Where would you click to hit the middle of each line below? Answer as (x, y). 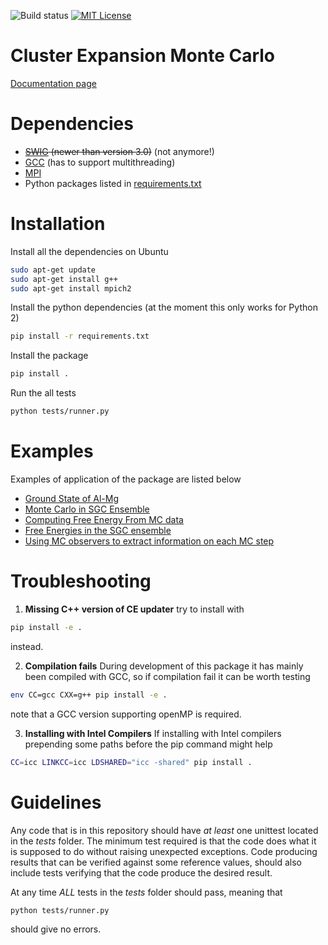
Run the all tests (43, 393)
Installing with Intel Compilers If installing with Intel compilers (153, 733)
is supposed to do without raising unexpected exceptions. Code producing (164, 851)
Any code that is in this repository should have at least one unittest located (164, 830)
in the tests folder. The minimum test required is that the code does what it (163, 841)
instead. (27, 646)
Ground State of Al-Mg (72, 498)
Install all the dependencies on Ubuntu (89, 251)
